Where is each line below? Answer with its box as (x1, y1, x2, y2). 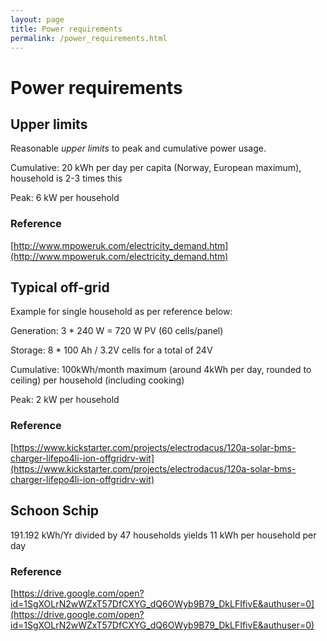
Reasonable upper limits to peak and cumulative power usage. (10, 142, 267, 155)
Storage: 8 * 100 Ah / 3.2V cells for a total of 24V (10, 344, 213, 356)
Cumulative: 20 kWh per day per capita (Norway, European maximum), (10, 162, 302, 174)
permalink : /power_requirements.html (10, 33, 168, 43)
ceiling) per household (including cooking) (10, 374, 185, 386)
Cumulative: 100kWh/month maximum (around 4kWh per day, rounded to (10, 364, 312, 376)
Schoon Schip (10, 502, 100, 520)
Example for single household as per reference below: (10, 306, 233, 318)
